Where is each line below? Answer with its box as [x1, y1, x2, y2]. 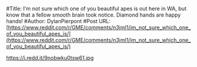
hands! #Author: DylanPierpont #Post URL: [6, 18, 111, 24]
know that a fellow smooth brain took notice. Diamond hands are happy [6, 11, 181, 18]
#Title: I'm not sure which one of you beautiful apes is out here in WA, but [6, 5, 187, 12]
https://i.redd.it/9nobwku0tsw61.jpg [6, 55, 94, 61]
